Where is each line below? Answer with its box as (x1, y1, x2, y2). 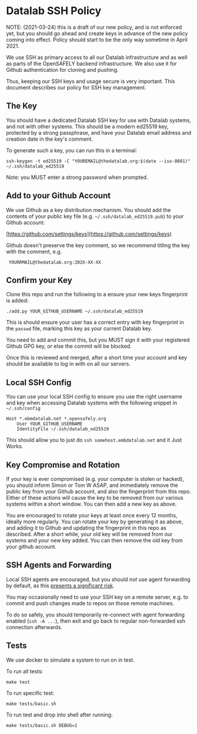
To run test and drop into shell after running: (6, 711, 113, 718)
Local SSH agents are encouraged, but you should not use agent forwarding (6, 576, 191, 583)
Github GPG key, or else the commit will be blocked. (6, 343, 132, 350)
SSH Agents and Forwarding (6, 560, 112, 570)
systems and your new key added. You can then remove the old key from (6, 537, 183, 544)
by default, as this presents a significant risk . (6, 582, 115, 589)
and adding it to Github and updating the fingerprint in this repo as (6, 524, 166, 531)
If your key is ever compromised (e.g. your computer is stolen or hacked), (6, 476, 184, 482)
